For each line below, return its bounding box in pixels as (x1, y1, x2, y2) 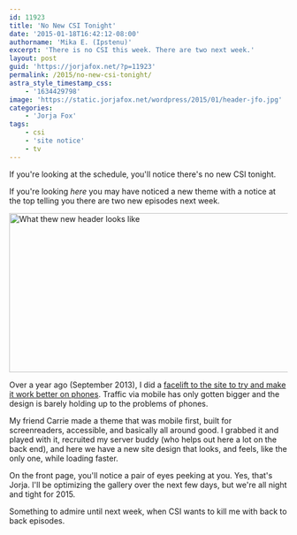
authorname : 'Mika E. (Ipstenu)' (9, 37, 133, 47)
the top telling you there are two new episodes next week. (9, 195, 220, 206)
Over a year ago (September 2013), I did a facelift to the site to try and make (9, 379, 286, 390)
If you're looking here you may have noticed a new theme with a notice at (9, 186, 277, 196)
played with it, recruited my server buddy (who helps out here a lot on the (9, 434, 277, 445)
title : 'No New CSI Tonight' (9, 21, 117, 30)
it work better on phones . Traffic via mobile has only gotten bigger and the (9, 388, 280, 399)
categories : (9, 103, 53, 112)
